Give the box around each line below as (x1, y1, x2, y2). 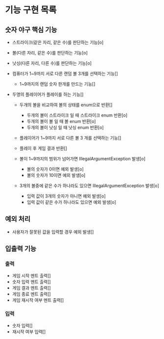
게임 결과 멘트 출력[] (12, 285, 51, 291)
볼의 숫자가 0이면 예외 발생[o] (26, 166, 84, 172)
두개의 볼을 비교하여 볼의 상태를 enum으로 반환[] (19, 102, 113, 108)
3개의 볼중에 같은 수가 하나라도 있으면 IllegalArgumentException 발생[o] (19, 183, 159, 189)
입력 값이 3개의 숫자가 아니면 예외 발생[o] (26, 193, 106, 199)
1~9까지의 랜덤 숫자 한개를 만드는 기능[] (19, 81, 95, 87)
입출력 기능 (5, 244, 37, 253)
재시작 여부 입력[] (12, 329, 46, 335)
